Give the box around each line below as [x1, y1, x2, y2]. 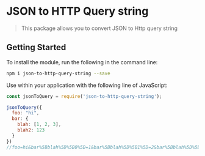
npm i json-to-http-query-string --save [6, 70, 111, 76]
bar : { [12, 116, 29, 122]
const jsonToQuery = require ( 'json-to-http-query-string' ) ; [6, 93, 163, 99]
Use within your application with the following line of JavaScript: [6, 81, 168, 89]
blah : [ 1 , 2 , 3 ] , [17, 121, 62, 128]
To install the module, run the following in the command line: [6, 58, 158, 65]
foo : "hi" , [12, 110, 40, 116]
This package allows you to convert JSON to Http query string [21, 24, 178, 32]
